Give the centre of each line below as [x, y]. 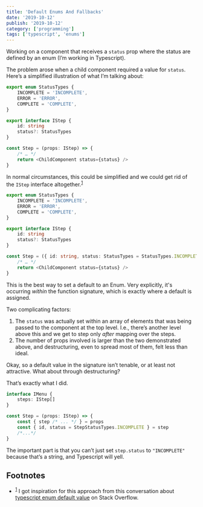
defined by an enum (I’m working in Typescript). [66, 58]
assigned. [18, 297]
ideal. [22, 353]
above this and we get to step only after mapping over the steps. [95, 334]
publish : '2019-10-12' [35, 23]
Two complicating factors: [39, 309]
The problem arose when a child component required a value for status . [96, 69]
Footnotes [26, 475]
